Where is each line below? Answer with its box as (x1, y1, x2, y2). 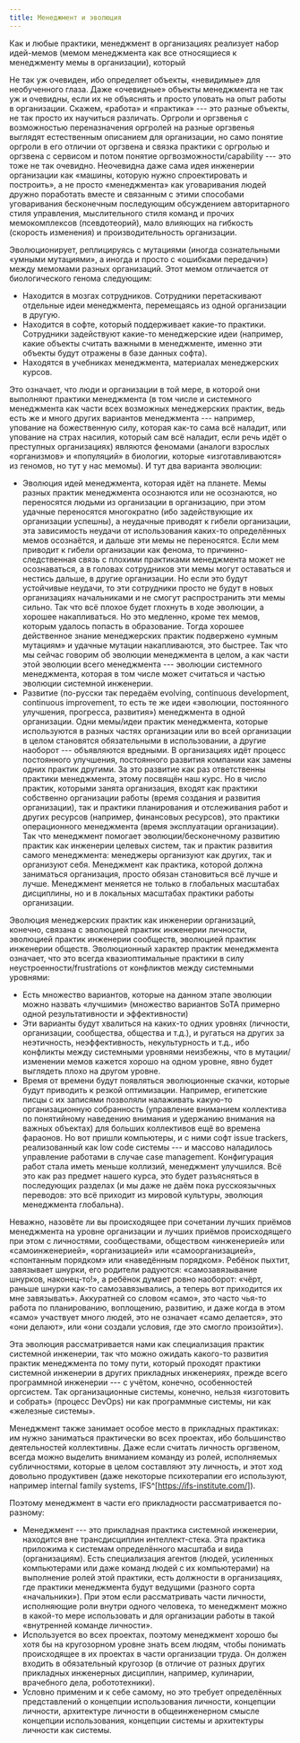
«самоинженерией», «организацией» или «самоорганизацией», (9, 1245, 256, 1256)
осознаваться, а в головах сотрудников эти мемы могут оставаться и (21, 563, 291, 574)
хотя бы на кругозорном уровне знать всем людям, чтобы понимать (21, 1639, 287, 1650)
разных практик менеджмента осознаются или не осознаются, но (21, 486, 278, 498)
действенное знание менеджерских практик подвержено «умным (21, 630, 279, 641)
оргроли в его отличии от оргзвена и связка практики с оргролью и (9, 141, 270, 152)
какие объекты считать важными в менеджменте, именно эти (21, 337, 262, 348)
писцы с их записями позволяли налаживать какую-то (21, 1094, 233, 1105)
